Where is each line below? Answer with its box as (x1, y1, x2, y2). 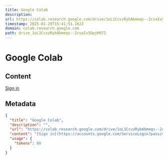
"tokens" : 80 (14, 141, 41, 146)
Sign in (5, 85, 19, 91)
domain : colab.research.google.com (5, 26, 79, 31)
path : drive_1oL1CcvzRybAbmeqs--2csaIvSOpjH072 (5, 30, 106, 35)
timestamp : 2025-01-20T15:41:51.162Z (5, 21, 84, 26)
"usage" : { (9, 136, 32, 141)
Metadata (5, 99, 36, 108)
